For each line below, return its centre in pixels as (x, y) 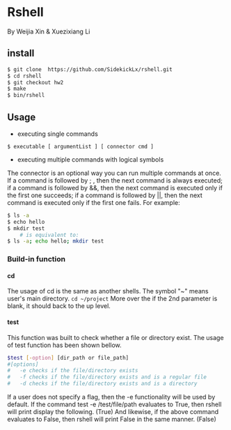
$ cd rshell (24, 76)
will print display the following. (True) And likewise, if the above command (113, 412)
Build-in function (37, 259)
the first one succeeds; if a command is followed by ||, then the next (105, 195)
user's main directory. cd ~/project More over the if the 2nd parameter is (112, 299)
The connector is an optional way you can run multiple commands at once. (114, 173)
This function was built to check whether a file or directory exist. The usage (115, 337)
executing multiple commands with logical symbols (90, 159)
